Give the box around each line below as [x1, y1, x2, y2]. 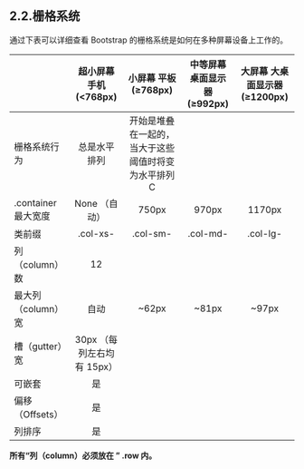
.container [14, 196, 57, 209]
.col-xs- [78, 227, 115, 239]
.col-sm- [132, 227, 173, 239]
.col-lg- [247, 227, 282, 239]
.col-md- [187, 227, 229, 239]
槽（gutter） [14, 339, 62, 352]
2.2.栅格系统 [9, 8, 81, 24]
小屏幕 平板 [128, 72, 176, 84]
